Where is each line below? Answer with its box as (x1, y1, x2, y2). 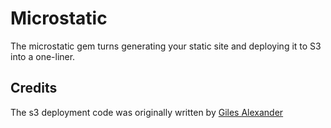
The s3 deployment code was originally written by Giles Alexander (10, 106, 284, 118)
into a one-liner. (10, 50, 76, 62)
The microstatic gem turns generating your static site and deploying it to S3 (10, 40, 322, 52)
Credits (10, 80, 58, 97)
